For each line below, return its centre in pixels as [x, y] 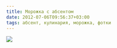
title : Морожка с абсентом [40, 12]
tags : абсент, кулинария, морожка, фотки [59, 23]
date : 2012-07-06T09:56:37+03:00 [48, 17]
